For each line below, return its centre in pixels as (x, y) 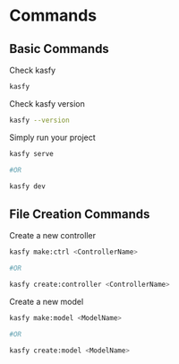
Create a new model (47, 301)
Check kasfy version (47, 103)
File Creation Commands (80, 214)
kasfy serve (31, 153)
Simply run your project (52, 137)
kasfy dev (28, 186)
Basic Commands (59, 49)
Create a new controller (53, 236)
